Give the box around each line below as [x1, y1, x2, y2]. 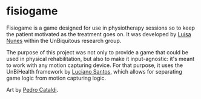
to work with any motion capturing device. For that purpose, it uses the [6, 62, 183, 69]
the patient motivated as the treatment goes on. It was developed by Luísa [6, 30, 192, 37]
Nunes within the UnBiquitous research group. [6, 37, 122, 44]
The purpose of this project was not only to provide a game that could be [6, 48, 189, 56]
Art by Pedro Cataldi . [6, 86, 59, 93]
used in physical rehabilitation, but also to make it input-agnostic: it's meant [6, 55, 195, 62]
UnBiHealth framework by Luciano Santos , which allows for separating [6, 68, 183, 75]
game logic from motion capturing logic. [6, 74, 107, 81]
